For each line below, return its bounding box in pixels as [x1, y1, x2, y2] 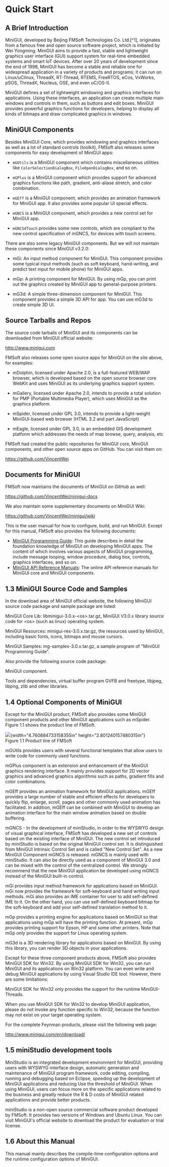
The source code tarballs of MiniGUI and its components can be [5, 329, 138, 335]
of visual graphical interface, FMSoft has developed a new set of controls [5, 830, 157, 837]
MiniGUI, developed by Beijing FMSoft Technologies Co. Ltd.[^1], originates [5, 37, 160, 43]
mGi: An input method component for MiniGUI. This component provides [12, 255, 163, 261]
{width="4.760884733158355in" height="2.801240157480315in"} [10, 732, 146, 738]
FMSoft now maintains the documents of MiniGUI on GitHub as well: [5, 484, 146, 490]
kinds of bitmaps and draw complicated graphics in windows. [5, 111, 132, 117]
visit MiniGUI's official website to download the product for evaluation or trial [5, 1117, 164, 1123]
